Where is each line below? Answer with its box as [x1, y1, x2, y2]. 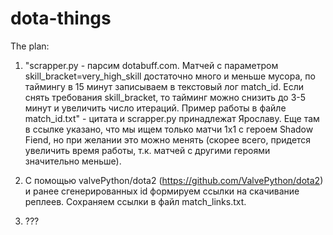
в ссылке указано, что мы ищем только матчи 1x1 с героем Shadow [24, 123, 314, 135]
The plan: [10, 40, 50, 52]
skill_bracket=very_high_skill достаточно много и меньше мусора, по [24, 70, 316, 82]
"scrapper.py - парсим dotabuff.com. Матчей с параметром [24, 59, 279, 71]
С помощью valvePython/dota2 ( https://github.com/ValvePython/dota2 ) [24, 174, 324, 186]
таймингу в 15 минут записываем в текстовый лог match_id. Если [24, 80, 305, 92]
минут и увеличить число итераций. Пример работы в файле [24, 102, 287, 114]
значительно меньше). [24, 155, 122, 167]
